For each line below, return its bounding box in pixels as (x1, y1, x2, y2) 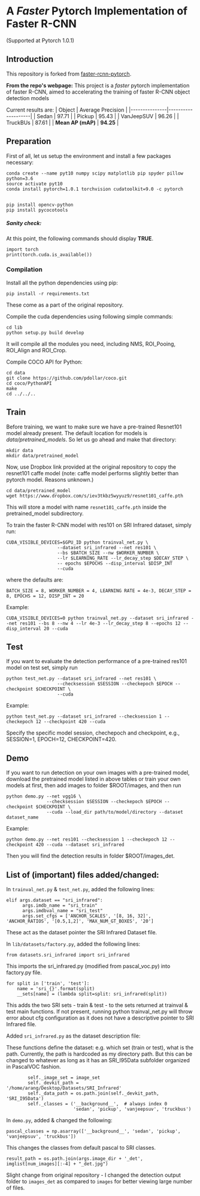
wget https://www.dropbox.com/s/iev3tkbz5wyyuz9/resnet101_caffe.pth (6, 493, 184, 499)
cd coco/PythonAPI (6, 380, 52, 386)
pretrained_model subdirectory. (6, 509, 84, 517)
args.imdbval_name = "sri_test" (22, 908, 103, 914)
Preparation (6, 136, 51, 146)
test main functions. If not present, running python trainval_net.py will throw (6, 1008, 193, 1015)
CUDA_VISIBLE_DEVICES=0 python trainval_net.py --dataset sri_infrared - (6, 615, 195, 621)
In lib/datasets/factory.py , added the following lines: (6, 940, 141, 948)
